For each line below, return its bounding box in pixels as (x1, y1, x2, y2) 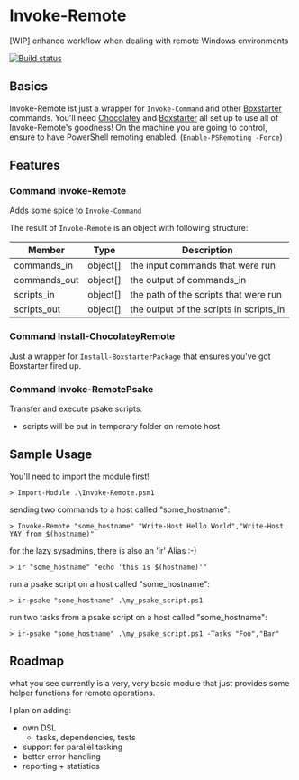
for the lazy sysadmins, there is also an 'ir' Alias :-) (9, 545, 197, 555)
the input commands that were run (130, 259, 276, 271)
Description (181, 244, 233, 257)
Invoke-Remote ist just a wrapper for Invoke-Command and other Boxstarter (9, 103, 282, 114)
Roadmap (9, 654, 65, 669)
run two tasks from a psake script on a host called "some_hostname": (9, 611, 267, 622)
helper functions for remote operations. (9, 687, 156, 698)
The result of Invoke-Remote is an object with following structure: (9, 223, 249, 234)
